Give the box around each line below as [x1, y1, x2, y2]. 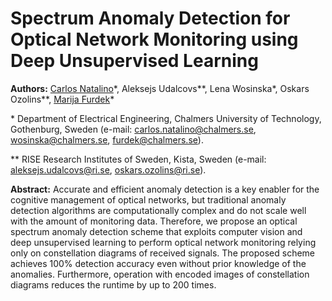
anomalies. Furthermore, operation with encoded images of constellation [10, 268, 310, 280]
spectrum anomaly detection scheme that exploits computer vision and [10, 225, 303, 237]
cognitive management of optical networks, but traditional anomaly [10, 193, 287, 206]
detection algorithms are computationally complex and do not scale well [10, 204, 307, 216]
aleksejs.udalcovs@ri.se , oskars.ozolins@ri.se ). [10, 163, 207, 176]
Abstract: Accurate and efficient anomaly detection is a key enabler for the [10, 183, 320, 195]
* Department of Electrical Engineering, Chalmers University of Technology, [10, 112, 322, 124]
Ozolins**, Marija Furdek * [10, 93, 115, 105]
